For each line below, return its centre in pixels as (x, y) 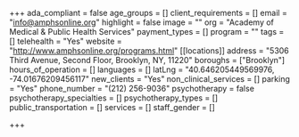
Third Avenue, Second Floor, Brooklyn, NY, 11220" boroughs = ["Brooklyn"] (147, 60)
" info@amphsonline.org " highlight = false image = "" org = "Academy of (142, 22)
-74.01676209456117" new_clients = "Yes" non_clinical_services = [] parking (149, 79)
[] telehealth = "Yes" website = (66, 41)
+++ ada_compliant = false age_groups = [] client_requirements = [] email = (148, 13)
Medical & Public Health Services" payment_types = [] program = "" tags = (147, 32)
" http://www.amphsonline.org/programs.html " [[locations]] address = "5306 (149, 51)
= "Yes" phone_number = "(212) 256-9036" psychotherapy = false (132, 89)
